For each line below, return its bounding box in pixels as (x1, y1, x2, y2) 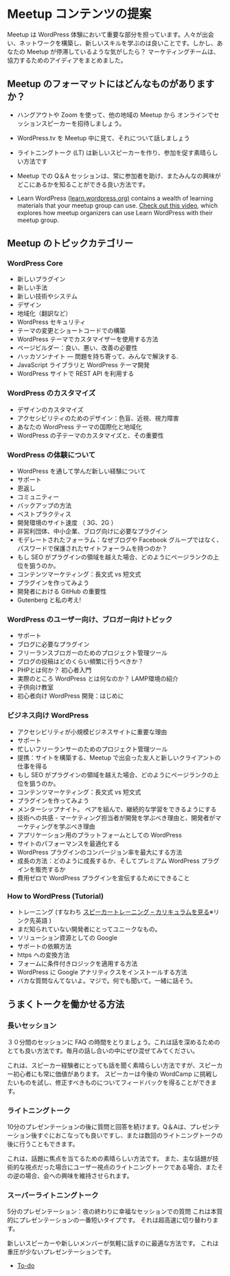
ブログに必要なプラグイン (16, 640, 90, 648)
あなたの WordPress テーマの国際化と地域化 (16, 422, 142, 430)
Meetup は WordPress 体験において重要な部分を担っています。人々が (7, 30, 203, 38)
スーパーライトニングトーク (7, 1190, 99, 1200)
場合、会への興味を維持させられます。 (25, 1171, 133, 1180)
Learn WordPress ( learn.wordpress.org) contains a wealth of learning (16, 194, 214, 202)
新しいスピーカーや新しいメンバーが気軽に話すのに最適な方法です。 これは (7, 1239, 219, 1248)
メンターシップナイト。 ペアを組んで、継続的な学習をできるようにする (16, 805, 217, 813)
